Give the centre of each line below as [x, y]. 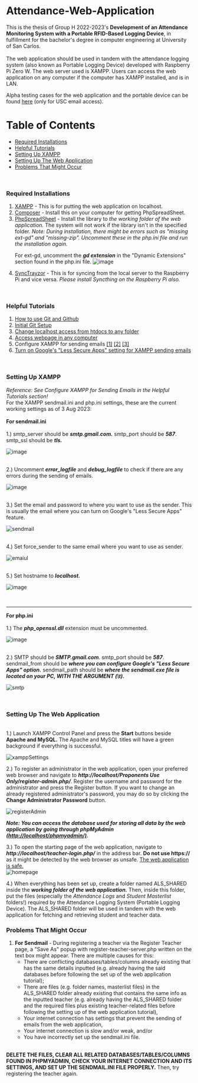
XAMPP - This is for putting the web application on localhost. [89, 206]
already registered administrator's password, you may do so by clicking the [98, 794]
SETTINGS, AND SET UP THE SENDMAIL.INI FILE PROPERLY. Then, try [93, 1068]
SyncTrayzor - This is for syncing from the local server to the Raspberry [102, 273]
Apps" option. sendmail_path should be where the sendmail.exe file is [93, 670]
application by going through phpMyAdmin [60, 829]
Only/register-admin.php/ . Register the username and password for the [94, 781]
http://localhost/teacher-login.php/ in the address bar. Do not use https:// [98, 853]
